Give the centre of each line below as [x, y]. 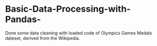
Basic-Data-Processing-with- [68, 9]
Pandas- [23, 19]
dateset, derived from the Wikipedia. [43, 38]
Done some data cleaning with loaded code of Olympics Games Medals [78, 33]
